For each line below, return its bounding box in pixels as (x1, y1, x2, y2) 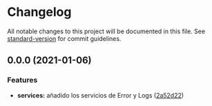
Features (7, 76, 38, 85)
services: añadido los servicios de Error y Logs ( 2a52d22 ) (17, 91, 184, 99)
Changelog (7, 4, 72, 20)
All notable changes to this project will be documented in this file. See (7, 27, 206, 35)
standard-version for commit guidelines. (7, 34, 122, 42)
